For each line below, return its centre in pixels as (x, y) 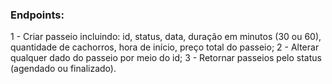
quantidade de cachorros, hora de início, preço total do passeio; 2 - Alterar (165, 47)
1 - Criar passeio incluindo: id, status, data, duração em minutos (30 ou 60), (166, 37)
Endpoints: (37, 15)
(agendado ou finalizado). (63, 69)
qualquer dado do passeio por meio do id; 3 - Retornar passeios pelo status (166, 58)
